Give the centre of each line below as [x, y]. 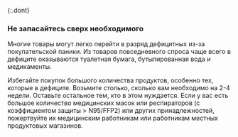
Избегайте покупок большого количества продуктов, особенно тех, [110, 80]
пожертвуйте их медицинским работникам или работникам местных [113, 118]
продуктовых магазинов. [45, 126]
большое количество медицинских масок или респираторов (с [104, 103]
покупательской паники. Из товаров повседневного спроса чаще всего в [119, 52]
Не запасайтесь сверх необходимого [76, 28]
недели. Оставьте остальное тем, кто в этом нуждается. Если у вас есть [118, 96]
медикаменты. [29, 67]
